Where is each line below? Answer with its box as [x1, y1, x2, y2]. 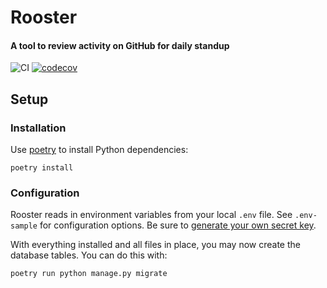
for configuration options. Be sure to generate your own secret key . [39, 219, 317, 231]
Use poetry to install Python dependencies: [10, 144, 189, 156]
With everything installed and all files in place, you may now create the [10, 239, 301, 251]
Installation [10, 121, 67, 135]
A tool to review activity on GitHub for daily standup [10, 39, 230, 51]
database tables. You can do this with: [10, 249, 168, 261]
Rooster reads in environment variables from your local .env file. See [10, 209, 293, 221]
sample [10, 221, 38, 231]
